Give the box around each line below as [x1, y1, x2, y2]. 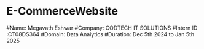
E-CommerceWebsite [6, 4, 119, 18]
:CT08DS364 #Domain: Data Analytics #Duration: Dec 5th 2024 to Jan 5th [6, 30, 195, 38]
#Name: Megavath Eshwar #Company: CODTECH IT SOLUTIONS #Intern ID [6, 24, 198, 31]
